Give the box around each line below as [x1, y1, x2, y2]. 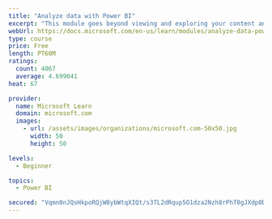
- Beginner [15, 161, 53, 170]
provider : [8, 94, 42, 102]
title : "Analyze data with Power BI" [8, 11, 136, 20]
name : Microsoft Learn [15, 102, 92, 110]
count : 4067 [15, 65, 57, 73]
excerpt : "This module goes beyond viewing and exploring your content [8, 19, 255, 28]
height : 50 [29, 140, 67, 148]
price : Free [8, 42, 49, 50]
